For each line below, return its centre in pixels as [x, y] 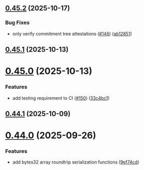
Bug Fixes [18, 23]
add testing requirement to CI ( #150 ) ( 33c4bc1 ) [61, 98]
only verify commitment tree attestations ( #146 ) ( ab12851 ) [72, 34]
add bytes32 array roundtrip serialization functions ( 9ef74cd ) [76, 162]
